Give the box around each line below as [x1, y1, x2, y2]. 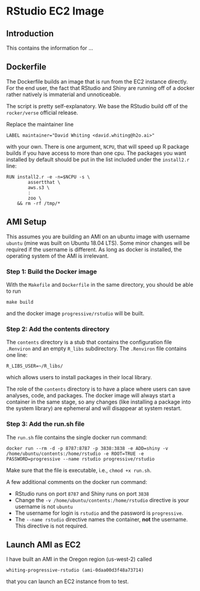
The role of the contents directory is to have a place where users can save [6, 385, 191, 393]
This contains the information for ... [6, 44, 93, 51]
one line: [6, 351, 28, 359]
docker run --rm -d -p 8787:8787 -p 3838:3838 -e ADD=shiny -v [6, 445, 169, 451]
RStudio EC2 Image [6, 4, 104, 18]
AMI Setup [6, 217, 47, 227]
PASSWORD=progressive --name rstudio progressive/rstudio [6, 455, 155, 462]
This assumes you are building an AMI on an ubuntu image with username [6, 233, 190, 240]
